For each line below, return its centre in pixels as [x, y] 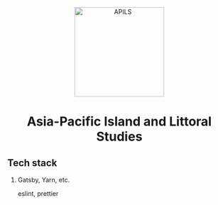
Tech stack [32, 163]
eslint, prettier [38, 194]
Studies [119, 137]
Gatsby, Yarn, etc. [44, 180]
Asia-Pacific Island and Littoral [119, 122]
